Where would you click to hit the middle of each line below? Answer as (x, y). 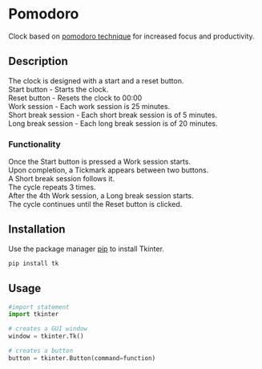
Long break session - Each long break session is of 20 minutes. (113, 123)
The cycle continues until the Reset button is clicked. (95, 205)
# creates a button (41, 351)
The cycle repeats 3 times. (52, 187)
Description (38, 61)
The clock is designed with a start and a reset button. (96, 80)
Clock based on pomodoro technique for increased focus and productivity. (131, 36)
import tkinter (34, 314)
